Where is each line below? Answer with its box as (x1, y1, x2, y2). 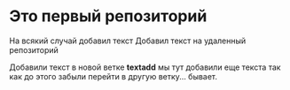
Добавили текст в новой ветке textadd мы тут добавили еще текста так (9, 62, 281, 72)
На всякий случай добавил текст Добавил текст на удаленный (9, 35, 247, 46)
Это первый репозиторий (9, 6, 208, 26)
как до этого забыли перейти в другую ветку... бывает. (9, 71, 218, 81)
